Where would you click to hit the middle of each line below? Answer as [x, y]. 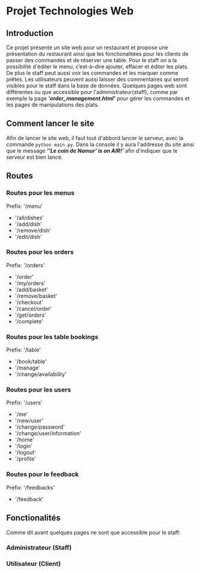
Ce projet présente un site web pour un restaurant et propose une [87, 47]
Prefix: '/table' [24, 350]
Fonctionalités [34, 518]
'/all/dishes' [29, 217]
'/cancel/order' [33, 308]
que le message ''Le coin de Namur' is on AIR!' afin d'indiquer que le [92, 150]
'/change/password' [40, 427]
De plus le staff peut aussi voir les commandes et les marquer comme [92, 73]
